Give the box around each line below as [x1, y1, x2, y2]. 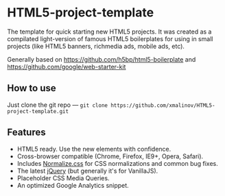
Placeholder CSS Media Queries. [16, 173, 110, 182]
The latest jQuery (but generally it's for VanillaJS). [16, 167, 158, 175]
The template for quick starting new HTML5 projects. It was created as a [7, 27, 212, 36]
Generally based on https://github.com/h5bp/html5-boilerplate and [7, 55, 196, 63]
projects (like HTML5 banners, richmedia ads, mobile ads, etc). [7, 42, 185, 50]
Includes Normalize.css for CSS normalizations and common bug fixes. [16, 159, 218, 167]
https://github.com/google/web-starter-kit [7, 62, 126, 71]
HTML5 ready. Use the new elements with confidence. [16, 145, 171, 153]
